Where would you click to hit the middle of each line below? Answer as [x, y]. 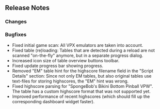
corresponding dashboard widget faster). [53, 101]
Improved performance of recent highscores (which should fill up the [81, 96]
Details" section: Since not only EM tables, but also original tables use [82, 76]
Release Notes [27, 8]
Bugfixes [16, 35]
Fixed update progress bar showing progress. [57, 66]
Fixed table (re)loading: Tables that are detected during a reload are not [83, 50]
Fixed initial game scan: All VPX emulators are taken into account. [78, 45]
